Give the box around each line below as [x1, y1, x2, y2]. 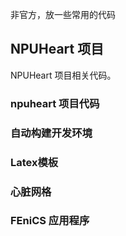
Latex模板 [10, 155, 59, 169]
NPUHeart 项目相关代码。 [10, 69, 117, 81]
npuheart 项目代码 [10, 96, 100, 110]
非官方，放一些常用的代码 [10, 9, 116, 20]
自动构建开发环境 [10, 126, 93, 140]
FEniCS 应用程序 [10, 214, 90, 228]
